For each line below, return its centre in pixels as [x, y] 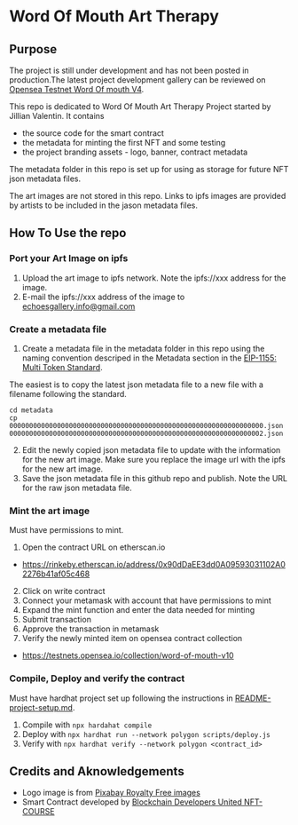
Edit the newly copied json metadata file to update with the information [151, 449]
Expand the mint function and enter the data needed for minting [138, 610]
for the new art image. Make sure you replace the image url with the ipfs [153, 459]
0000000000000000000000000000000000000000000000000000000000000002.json [146, 433]
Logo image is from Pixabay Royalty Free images [111, 793]
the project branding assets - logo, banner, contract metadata [135, 152]
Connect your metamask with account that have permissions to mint [147, 600]
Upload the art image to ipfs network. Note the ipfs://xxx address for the [154, 278]
